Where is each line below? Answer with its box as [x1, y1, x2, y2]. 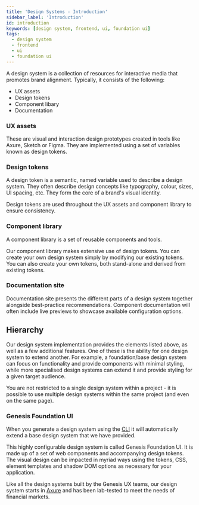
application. [6, 469, 35, 476]
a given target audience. [6, 372, 66, 380]
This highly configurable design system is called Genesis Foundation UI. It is [6, 443, 194, 451]
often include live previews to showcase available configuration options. [6, 308, 183, 315]
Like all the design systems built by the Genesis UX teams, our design [6, 480, 178, 488]
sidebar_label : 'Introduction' [6, 14, 84, 20]
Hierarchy [6, 325, 44, 335]
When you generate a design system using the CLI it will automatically [6, 425, 178, 433]
